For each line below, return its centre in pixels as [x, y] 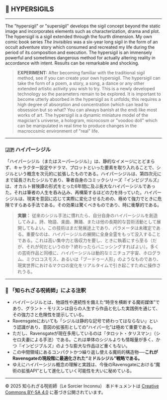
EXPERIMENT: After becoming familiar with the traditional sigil [81, 72]
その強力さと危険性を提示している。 [49, 315]
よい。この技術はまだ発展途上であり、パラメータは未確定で [95, 228]
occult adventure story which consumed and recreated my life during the [80, 47]
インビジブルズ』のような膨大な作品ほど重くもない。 [76, 346]
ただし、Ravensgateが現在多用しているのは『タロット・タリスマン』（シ [86, 333]
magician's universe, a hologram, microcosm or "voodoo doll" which [87, 120]
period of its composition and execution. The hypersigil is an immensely [79, 52]
